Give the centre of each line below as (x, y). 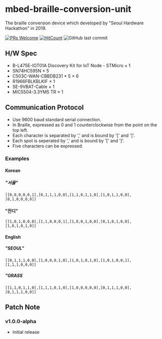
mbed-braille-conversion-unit (68, 9)
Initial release (26, 332)
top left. (20, 130)
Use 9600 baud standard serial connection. (57, 119)
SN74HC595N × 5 (31, 71)
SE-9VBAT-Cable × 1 (33, 86)
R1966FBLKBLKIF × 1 (34, 81)
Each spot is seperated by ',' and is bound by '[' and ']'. (68, 141)
